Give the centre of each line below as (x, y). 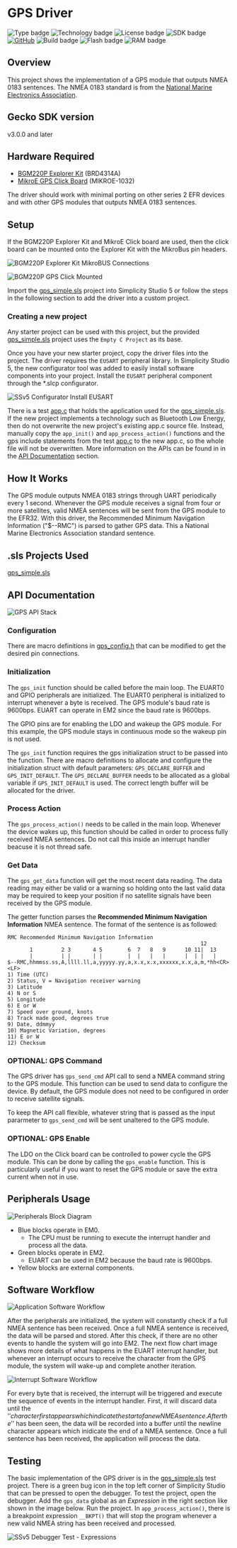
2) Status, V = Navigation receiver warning (74, 981)
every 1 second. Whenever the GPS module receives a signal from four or (114, 503)
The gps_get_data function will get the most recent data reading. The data (115, 881)
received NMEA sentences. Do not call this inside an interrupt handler (109, 839)
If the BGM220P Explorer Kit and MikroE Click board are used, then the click (118, 242)
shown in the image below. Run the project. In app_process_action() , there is (119, 1508)
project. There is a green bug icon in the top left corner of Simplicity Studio (116, 1486)
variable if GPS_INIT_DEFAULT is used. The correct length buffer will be (108, 783)
